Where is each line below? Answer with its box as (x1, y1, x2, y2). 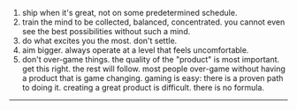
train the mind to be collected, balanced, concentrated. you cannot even (21, 17, 286, 27)
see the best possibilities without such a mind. (21, 26, 191, 36)
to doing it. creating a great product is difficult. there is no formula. (21, 83, 265, 92)
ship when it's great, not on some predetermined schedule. (21, 8, 238, 18)
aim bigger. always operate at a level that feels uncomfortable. (21, 45, 249, 55)
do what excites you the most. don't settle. (21, 35, 178, 46)
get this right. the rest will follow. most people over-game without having (21, 63, 286, 74)
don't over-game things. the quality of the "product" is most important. (21, 55, 280, 64)
